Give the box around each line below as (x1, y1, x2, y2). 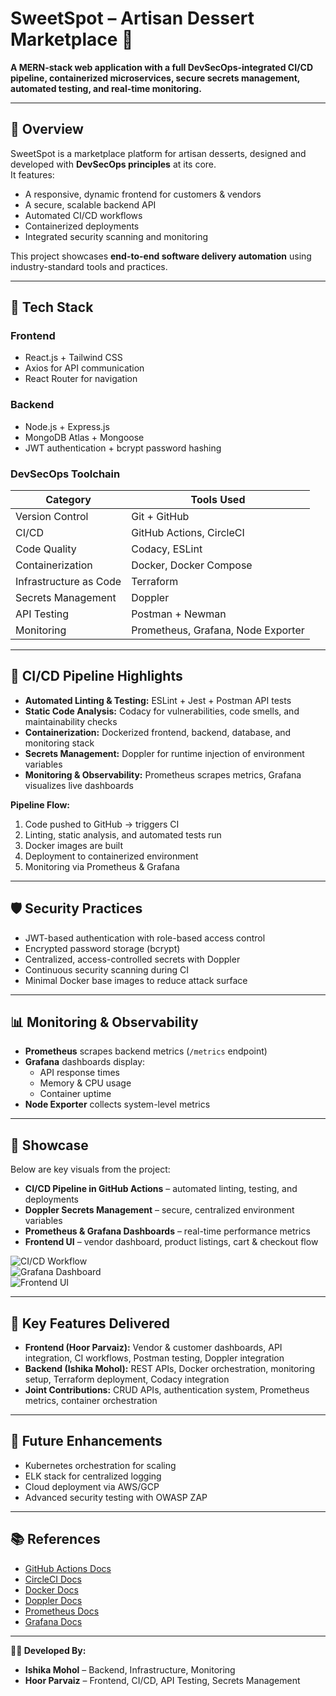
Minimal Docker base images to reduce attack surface (24, 974, 248, 986)
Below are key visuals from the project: (10, 1163, 171, 1176)
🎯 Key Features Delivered (10, 1315, 171, 1332)
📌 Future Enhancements (10, 1433, 163, 1450)
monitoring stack (24, 737, 95, 749)
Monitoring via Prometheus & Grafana (24, 860, 180, 872)
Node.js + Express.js (24, 420, 110, 432)
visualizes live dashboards (24, 779, 134, 791)
